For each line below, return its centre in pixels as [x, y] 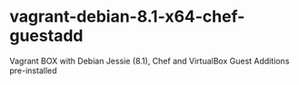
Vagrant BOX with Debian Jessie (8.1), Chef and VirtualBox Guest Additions [149, 61]
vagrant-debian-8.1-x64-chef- [127, 17]
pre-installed [33, 71]
